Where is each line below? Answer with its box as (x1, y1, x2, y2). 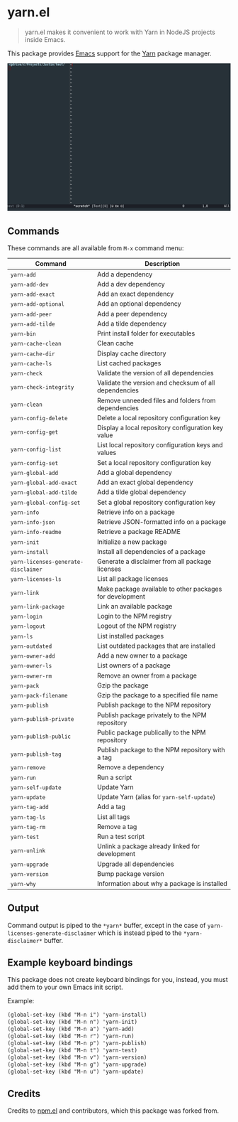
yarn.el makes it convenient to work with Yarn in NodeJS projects (24, 28, 216, 36)
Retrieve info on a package (96, 508, 176, 516)
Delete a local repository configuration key (96, 413, 221, 422)
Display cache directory (96, 349, 166, 358)
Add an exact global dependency (96, 478, 193, 487)
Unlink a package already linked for (96, 842, 200, 850)
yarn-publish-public (10, 733, 72, 740)
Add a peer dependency (96, 309, 168, 318)
